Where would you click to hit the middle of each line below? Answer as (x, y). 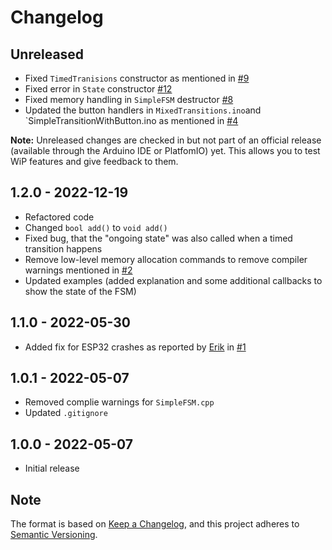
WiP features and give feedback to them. (94, 161)
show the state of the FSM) (80, 291)
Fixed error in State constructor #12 (98, 89)
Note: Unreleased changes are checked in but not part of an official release (166, 140)
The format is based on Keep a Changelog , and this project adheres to (155, 524)
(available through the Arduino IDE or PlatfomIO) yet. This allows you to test (165, 150)
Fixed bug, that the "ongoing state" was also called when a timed (158, 238)
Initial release (52, 468)
